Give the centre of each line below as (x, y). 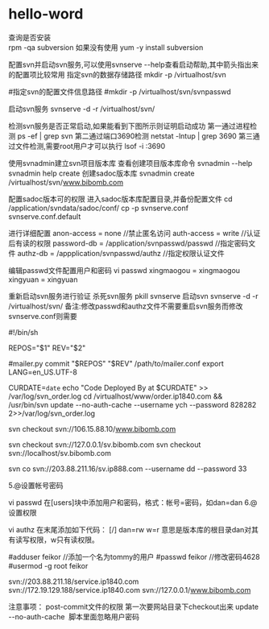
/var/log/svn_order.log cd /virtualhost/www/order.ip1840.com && (116, 396)
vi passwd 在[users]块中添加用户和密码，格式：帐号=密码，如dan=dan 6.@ (133, 502)
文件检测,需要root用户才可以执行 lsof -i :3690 (90, 146)
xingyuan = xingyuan (43, 279)
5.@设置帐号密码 (36, 485)
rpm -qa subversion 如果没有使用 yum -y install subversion (106, 47)
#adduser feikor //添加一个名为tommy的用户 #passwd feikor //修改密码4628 (134, 557)
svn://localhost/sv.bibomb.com (60, 453)
